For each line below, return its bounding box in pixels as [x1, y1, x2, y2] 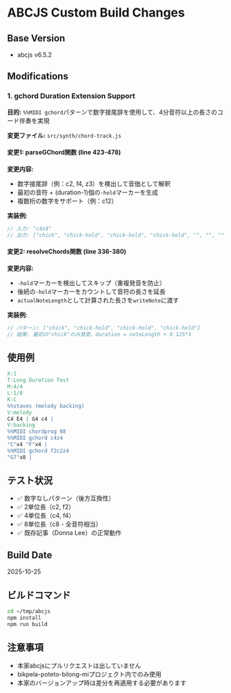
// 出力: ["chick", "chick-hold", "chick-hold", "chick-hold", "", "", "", [7, 231, 228, 239]
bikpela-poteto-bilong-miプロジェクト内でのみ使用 [17, 670, 162, 678]
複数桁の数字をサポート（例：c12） [17, 197, 118, 205]
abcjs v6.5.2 [17, 50, 52, 59]
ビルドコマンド [7, 589, 71, 601]
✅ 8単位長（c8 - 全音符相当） [17, 520, 102, 529]
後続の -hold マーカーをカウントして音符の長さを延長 [17, 287, 166, 295]
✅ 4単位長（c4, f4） [17, 511, 75, 520]
